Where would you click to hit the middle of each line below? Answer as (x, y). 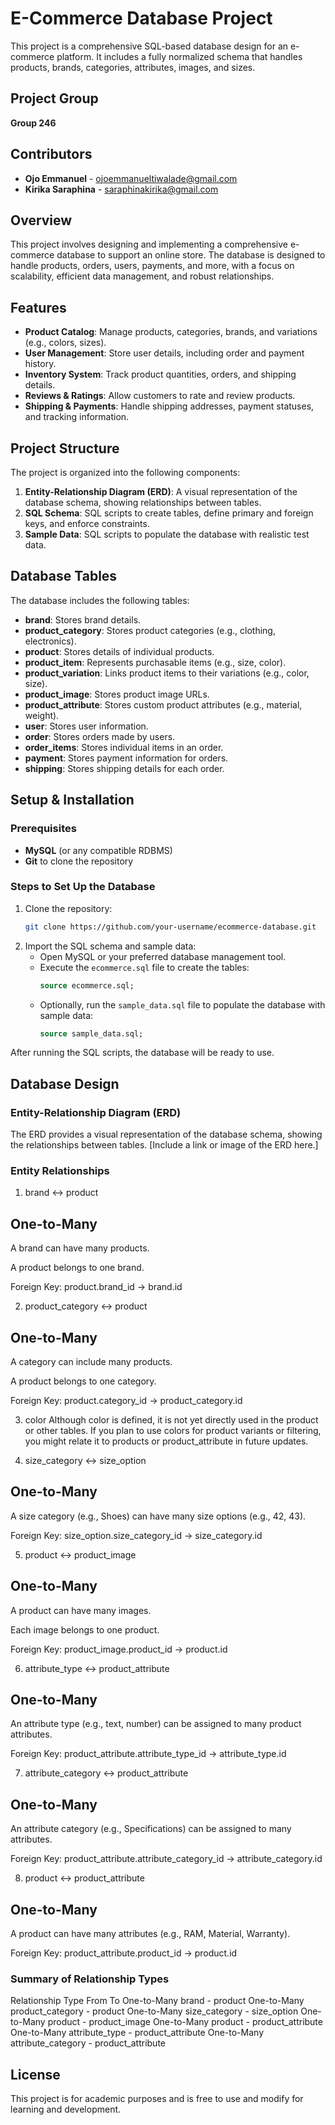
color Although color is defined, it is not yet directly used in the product (171, 1420)
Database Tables (64, 576)
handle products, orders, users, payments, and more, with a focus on (152, 266)
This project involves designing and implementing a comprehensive (149, 244)
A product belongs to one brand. (77, 1268)
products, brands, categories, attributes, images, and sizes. (133, 67)
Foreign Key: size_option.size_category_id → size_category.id (136, 1535)
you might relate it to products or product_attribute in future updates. (166, 1441)
